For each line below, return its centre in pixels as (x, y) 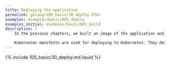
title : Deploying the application (42, 10)
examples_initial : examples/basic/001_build (53, 24)
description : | (21, 29)
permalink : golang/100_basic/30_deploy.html (53, 15)
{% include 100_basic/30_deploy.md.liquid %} (53, 57)
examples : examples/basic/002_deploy (45, 19)
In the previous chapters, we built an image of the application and (89, 34)
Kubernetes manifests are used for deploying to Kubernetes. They (86, 43)
